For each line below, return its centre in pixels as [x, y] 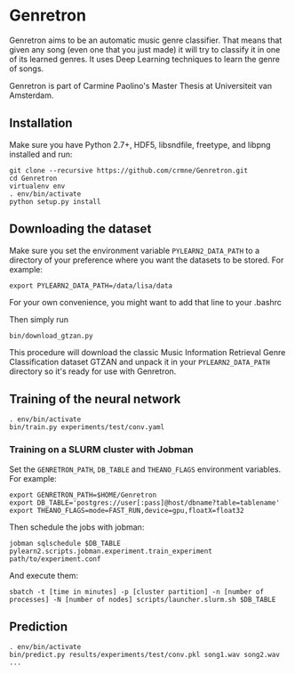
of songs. [27, 69]
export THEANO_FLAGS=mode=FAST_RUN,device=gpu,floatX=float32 [127, 510]
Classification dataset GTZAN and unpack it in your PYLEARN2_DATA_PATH [140, 361]
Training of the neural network [95, 398]
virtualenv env [37, 186]
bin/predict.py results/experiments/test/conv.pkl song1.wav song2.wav [144, 655]
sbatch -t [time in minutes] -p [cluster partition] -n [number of [137, 592]
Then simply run [39, 319]
